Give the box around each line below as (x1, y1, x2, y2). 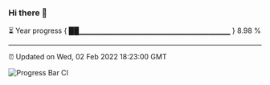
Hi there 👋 (8, 7, 48, 18)
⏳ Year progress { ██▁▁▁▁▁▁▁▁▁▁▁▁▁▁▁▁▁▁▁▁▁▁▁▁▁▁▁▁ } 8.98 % (8, 26, 261, 35)
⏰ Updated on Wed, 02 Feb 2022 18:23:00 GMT (8, 52, 167, 62)
